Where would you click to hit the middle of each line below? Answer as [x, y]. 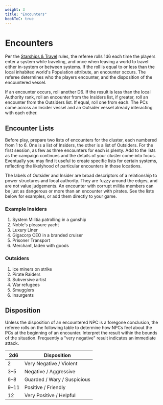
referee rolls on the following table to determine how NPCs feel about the [79, 327]
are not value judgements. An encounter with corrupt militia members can [79, 186]
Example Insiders [26, 209]
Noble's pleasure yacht [35, 225]
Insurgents [23, 295]
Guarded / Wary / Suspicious [57, 379]
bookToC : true [20, 19]
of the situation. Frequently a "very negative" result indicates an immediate [81, 338]
